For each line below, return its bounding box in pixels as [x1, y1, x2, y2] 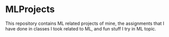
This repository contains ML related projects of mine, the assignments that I [5, 20, 164, 26]
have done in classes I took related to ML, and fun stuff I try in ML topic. [5, 25, 157, 31]
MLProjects [5, 4, 55, 15]
